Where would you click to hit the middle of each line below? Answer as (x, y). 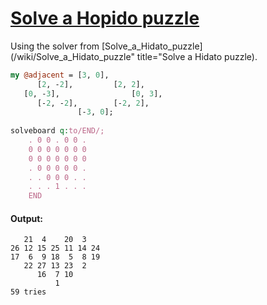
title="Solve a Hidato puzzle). (197, 56)
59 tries (28, 292)
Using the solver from (55, 46)
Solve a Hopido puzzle (105, 18)
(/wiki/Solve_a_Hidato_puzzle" (72, 56)
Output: (26, 218)
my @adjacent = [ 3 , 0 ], (60, 75)
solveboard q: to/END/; (57, 131)
